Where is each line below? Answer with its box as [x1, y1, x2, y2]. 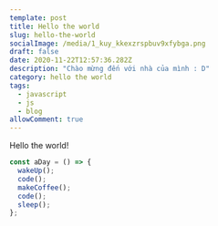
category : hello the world [9, 73, 112, 82]
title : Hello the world [9, 22, 100, 31]
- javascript [17, 89, 67, 98]
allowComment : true [9, 115, 84, 124]
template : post [9, 13, 67, 23]
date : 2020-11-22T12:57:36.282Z [9, 56, 132, 65]
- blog [17, 107, 43, 116]
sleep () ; [17, 200, 51, 210]
